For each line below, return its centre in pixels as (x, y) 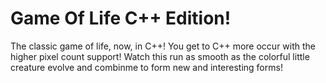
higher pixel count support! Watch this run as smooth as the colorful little (160, 56)
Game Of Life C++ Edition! (121, 18)
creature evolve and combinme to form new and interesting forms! (146, 67)
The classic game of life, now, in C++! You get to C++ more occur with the (163, 46)
